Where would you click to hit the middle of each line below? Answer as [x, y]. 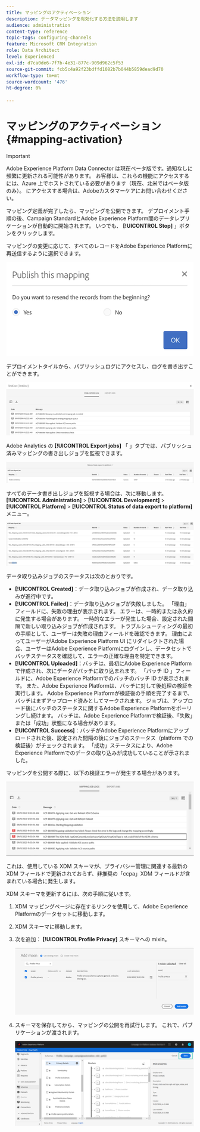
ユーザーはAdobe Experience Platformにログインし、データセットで [109, 648]
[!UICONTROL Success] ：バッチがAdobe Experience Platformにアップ [102, 730]
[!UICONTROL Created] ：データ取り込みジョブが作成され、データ [96, 589]
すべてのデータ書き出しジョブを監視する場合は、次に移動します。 [87, 493]
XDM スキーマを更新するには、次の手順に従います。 [70, 894]
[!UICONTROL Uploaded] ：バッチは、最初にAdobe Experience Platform [103, 663]
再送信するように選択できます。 [45, 253]
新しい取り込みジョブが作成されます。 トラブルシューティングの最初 [109, 626]
